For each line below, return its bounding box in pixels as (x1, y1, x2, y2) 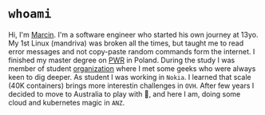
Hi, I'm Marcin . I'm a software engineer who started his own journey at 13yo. (8, 30, 259, 39)
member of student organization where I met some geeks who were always (8, 63, 256, 73)
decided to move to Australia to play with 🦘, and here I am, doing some (8, 89, 241, 98)
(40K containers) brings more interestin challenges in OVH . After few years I (8, 81, 255, 90)
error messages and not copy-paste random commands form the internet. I (8, 46, 255, 56)
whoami (8, 6, 52, 22)
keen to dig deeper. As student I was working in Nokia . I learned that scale (8, 72, 251, 81)
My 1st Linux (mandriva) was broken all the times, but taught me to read (8, 38, 244, 48)
